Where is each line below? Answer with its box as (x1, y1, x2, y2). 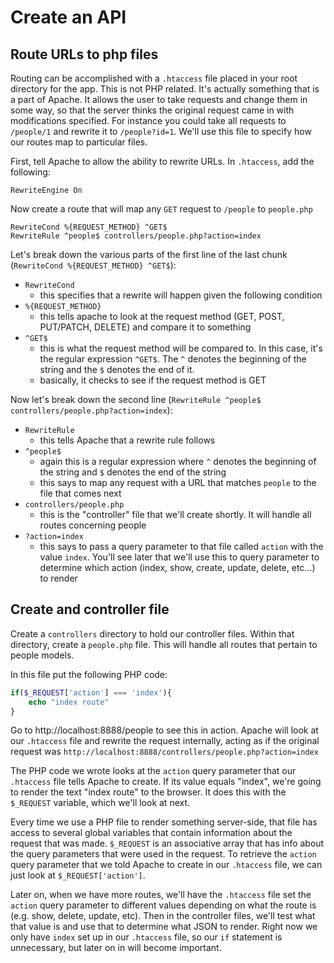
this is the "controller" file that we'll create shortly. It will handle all (39, 509, 312, 520)
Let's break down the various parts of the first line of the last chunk (10, 249, 288, 260)
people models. (10, 649, 75, 661)
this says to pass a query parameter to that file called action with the (39, 541, 324, 552)
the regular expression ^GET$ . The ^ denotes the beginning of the (39, 353, 307, 365)
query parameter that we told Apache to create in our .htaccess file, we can (10, 859, 323, 871)
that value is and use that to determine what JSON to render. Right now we (10, 921, 318, 933)
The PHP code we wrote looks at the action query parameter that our (10, 765, 297, 777)
